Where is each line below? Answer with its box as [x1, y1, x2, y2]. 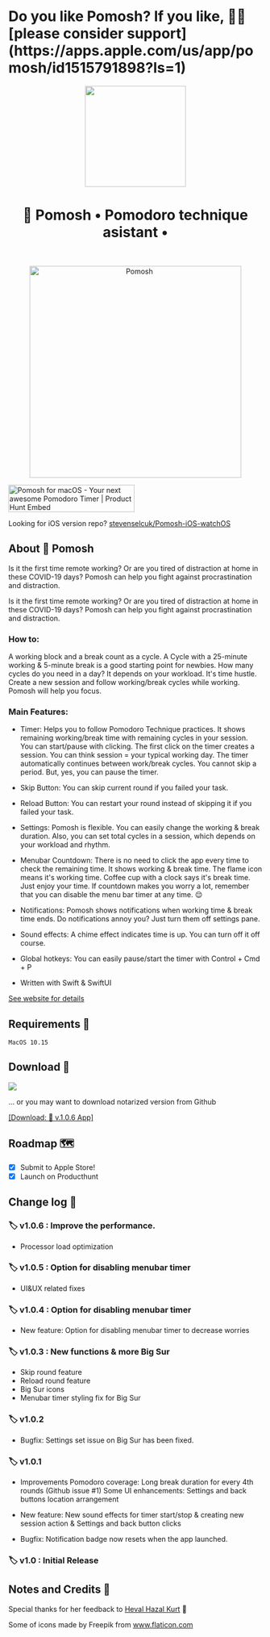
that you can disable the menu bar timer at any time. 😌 [19, 890, 203, 900]
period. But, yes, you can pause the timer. [19, 767, 159, 777]
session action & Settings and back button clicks [19, 1518, 181, 1528]
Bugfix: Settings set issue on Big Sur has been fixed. [19, 1435, 194, 1445]
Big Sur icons [19, 1384, 64, 1394]
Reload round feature [19, 1376, 91, 1386]
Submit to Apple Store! [19, 1162, 95, 1172]
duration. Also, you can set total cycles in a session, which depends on [19, 831, 255, 841]
